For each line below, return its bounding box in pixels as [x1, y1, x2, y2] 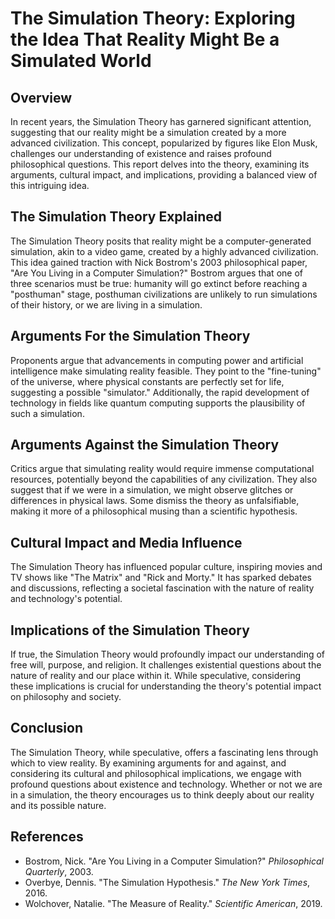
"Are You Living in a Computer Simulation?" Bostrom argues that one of [10, 267, 303, 279]
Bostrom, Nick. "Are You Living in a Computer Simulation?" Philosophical [24, 855, 324, 867]
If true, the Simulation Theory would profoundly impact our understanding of [10, 648, 326, 661]
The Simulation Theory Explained [10, 208, 222, 226]
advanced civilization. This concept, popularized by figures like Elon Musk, [10, 137, 318, 149]
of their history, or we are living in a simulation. [10, 298, 203, 311]
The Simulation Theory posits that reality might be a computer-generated [10, 235, 312, 247]
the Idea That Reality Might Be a [10, 28, 280, 51]
